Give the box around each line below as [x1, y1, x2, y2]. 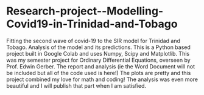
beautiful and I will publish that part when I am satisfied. [6, 82, 147, 89]
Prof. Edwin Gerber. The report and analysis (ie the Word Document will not [6, 62, 195, 70]
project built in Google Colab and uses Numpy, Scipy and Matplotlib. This [6, 50, 190, 57]
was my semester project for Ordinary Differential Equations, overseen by [6, 56, 191, 64]
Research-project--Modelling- [6, 4, 164, 18]
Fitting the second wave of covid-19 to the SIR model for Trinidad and [6, 37, 181, 44]
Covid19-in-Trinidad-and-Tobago [6, 17, 178, 31]
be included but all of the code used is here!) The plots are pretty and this [6, 69, 191, 76]
